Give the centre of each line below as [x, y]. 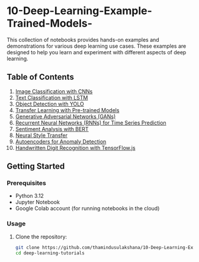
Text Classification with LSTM [52, 97]
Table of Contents [41, 77]
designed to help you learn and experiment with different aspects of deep [97, 52]
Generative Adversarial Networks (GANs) [65, 116]
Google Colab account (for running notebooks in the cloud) [87, 208]
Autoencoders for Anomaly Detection [61, 141]
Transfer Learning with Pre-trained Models [67, 110]
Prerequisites [26, 183]
